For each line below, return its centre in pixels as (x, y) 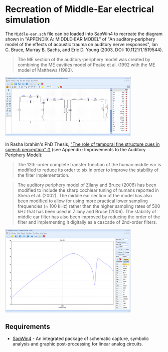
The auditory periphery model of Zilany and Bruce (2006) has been (87, 185)
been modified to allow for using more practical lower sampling (82, 201)
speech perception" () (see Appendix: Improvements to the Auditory (75, 149)
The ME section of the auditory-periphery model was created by (84, 59)
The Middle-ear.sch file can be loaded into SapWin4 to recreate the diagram (84, 34)
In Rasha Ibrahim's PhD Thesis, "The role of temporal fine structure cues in (82, 144)
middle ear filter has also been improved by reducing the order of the (89, 217)
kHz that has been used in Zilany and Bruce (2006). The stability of (87, 211)
